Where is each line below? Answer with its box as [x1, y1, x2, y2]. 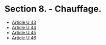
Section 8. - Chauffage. [4, 3, 102, 15]
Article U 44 [11, 24, 36, 30]
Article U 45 [11, 30, 36, 35]
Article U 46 [11, 35, 36, 41]
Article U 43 [11, 19, 36, 25]
